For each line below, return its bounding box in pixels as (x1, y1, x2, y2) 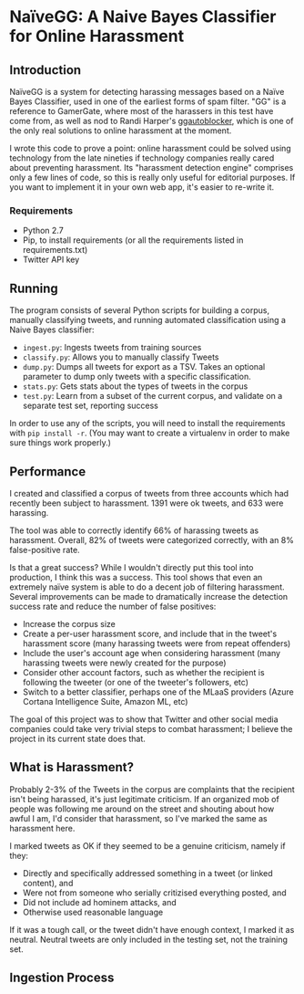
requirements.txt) (22, 245, 88, 256)
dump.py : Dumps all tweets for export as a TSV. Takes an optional (22, 361, 266, 372)
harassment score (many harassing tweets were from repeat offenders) (22, 637, 291, 649)
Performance (9, 464, 86, 479)
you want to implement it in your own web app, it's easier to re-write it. (9, 182, 275, 193)
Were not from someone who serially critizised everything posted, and (22, 887, 287, 898)
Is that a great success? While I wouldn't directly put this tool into (9, 561, 254, 572)
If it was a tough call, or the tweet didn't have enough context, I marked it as (9, 924, 295, 935)
